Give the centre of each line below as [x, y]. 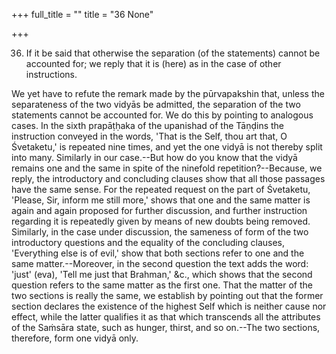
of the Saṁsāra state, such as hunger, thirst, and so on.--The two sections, [166, 327]
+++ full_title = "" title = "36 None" [82, 14]
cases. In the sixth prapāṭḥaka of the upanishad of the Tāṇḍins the [148, 125]
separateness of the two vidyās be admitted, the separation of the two [156, 104]
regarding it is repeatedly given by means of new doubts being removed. [161, 221]
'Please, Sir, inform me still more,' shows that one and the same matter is [161, 200]
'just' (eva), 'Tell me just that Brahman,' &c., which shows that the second [162, 274]
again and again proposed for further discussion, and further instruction [159, 210]
